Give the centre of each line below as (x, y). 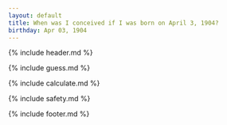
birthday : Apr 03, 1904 (48, 30)
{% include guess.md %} (49, 68)
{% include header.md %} (51, 53)
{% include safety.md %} (49, 99)
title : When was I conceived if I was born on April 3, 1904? (113, 23)
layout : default (35, 15)
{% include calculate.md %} (54, 83)
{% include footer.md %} (49, 114)
